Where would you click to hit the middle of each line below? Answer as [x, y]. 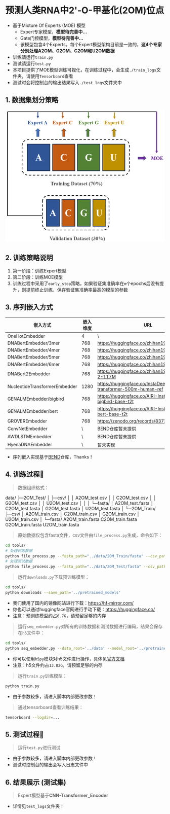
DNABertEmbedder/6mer [34, 364]
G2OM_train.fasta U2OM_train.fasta [42, 524]
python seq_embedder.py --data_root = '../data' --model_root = [71, 648]
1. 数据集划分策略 [32, 100]
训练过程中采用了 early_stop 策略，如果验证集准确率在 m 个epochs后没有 [86, 283]
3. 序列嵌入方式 [29, 307]
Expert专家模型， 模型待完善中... [54, 31]
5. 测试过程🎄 [25, 734]
